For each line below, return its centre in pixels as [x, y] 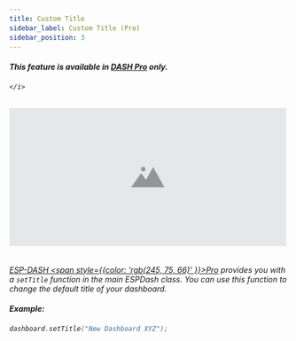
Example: [27, 309]
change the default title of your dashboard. [88, 289]
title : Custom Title [47, 19]
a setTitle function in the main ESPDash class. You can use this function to [148, 279]
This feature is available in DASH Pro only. [89, 66]
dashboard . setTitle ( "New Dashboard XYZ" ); [89, 329]
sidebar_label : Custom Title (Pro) [75, 28]
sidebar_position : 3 [47, 37]
